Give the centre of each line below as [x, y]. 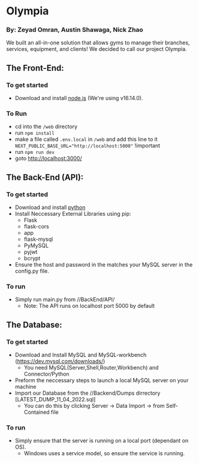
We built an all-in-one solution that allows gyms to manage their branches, [98, 43]
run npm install [35, 133]
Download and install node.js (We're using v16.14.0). [79, 98]
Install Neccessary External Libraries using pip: [73, 214]
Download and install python [50, 207]
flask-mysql [38, 239]
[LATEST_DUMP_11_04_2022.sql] [55, 400]
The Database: [34, 325]
